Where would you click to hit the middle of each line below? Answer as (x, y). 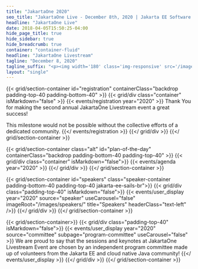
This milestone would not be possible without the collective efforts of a (92, 125)
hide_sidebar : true (30, 39)
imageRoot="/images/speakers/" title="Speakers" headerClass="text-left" (96, 205)
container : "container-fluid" (43, 50)
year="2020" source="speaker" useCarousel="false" (71, 198)
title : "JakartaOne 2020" (38, 12)
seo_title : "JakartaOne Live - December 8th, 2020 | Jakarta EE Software (99, 17)
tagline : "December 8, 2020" (42, 61)
